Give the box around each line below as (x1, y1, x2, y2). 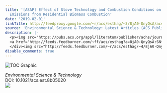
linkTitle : (5, 21, 28, 26)
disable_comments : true (5, 48, 55, 53)
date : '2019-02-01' (5, 16, 46, 21)
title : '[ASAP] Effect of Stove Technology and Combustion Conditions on (5, 7, 162, 12)
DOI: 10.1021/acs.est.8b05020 (5, 77, 66, 83)
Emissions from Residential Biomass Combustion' (9, 12, 112, 17)
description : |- (5, 30, 39, 35)
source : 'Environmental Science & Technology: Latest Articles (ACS (5, 26, 150, 31)
